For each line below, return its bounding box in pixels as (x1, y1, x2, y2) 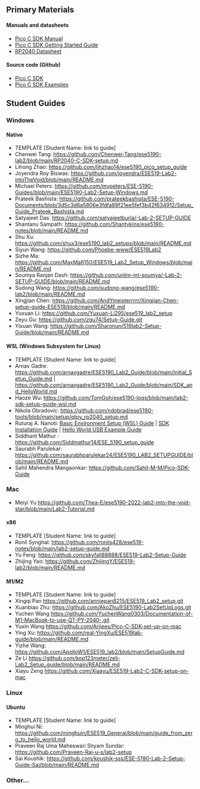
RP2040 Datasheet (14, 47, 61, 54)
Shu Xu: (14, 233, 35, 241)
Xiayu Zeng (14, 667, 44, 675)
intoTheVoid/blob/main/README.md (14, 176, 104, 183)
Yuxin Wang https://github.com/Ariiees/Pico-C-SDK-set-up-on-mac (14, 623, 182, 630)
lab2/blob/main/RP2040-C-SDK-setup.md (14, 157, 118, 164)
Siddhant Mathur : (14, 432, 60, 439)
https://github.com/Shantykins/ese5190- (64, 221, 165, 228)
